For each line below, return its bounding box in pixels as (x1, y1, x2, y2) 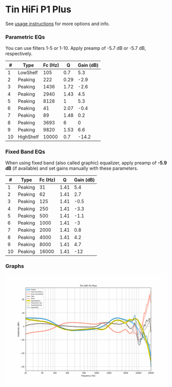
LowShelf (17, 69, 38, 76)
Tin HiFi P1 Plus (5, 4, 72, 15)
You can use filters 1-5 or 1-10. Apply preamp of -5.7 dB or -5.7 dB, (5, 45, 146, 51)
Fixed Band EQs (5, 148, 45, 155)
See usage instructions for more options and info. (5, 21, 110, 27)
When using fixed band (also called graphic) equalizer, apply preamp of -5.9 (5, 160, 167, 166)
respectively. (5, 50, 32, 57)
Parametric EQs (5, 33, 45, 41)
